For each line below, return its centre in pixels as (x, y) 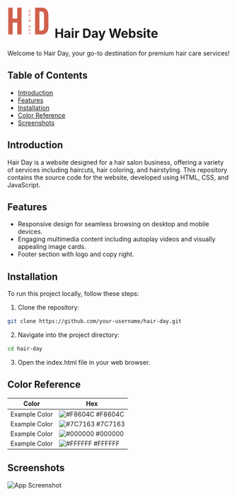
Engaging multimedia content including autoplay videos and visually (116, 239)
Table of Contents (48, 76)
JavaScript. (24, 184)
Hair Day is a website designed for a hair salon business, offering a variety (116, 162)
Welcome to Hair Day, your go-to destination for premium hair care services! (118, 53)
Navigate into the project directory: (69, 335)
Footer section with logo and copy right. (76, 254)
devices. (30, 232)
